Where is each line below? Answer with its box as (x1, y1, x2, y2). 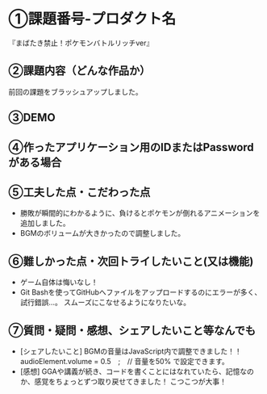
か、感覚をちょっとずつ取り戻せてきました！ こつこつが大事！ (19, 376, 227, 386)
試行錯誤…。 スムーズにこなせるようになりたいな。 (19, 298, 191, 308)
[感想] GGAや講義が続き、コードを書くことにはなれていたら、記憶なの (19, 367, 254, 376)
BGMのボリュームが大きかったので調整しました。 (19, 228, 186, 238)
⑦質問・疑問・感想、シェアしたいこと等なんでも (8, 323, 257, 337)
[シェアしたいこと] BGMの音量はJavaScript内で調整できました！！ (19, 346, 242, 356)
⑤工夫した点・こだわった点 (8, 185, 151, 199)
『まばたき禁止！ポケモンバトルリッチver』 (8, 38, 154, 48)
